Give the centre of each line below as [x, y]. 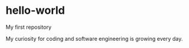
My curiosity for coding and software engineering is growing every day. [94, 38]
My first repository [29, 27]
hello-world [36, 10]
